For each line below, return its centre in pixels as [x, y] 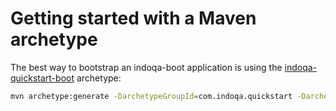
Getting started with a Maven [133, 18]
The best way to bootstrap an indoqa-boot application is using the [146, 67]
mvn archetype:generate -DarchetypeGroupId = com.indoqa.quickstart [151, 96]
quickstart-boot [42, 78]
